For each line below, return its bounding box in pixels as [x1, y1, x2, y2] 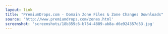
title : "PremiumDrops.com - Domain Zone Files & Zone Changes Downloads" [5, 12, 164, 17]
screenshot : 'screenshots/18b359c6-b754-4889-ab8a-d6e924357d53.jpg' [5, 21, 155, 26]
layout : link [5, 7, 33, 12]
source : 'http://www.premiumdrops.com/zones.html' [5, 16, 114, 21]
